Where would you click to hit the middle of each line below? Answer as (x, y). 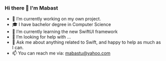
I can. (18, 47)
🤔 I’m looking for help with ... (41, 37)
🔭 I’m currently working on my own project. (56, 19)
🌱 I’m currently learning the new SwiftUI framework (65, 31)
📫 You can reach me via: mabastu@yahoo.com (61, 53)
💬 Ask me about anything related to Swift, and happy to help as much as (86, 42)
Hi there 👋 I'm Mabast (31, 8)
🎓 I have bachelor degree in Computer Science (61, 24)
